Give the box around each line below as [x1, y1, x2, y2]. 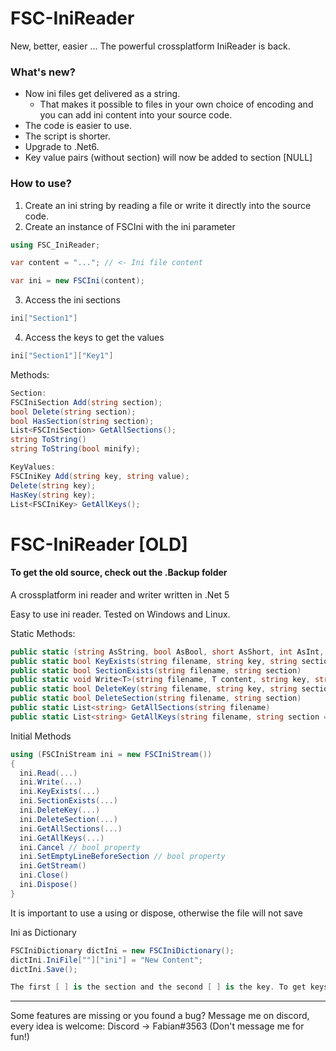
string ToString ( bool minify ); [10, 444, 141, 454]
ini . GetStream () [19, 861, 87, 871]
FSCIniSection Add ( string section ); [10, 397, 163, 407]
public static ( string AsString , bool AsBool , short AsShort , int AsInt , [10, 647, 325, 657]
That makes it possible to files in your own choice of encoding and [39, 98, 314, 111]
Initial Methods [10, 730, 72, 742]
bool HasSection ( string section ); [10, 416, 155, 426]
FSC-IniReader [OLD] [10, 533, 188, 556]
